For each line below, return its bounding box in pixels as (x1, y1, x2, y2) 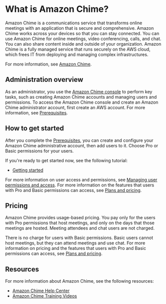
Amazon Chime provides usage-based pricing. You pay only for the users (5, 215, 156, 221)
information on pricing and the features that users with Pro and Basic (5, 245, 147, 251)
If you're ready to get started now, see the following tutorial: (5, 157, 128, 163)
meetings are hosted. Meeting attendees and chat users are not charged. (5, 225, 155, 231)
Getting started (12, 167, 44, 173)
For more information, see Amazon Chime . (5, 61, 92, 67)
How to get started (5, 124, 64, 132)
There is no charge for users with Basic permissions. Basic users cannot (5, 235, 153, 241)
